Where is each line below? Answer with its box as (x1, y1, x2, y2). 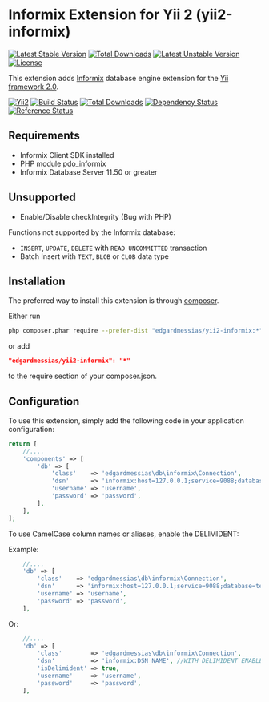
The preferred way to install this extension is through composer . (8, 296, 219, 305)
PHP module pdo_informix (19, 159, 106, 168)
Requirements (8, 129, 80, 143)
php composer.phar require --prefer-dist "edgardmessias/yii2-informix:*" (8, 327, 263, 335)
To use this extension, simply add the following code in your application (8, 415, 244, 426)
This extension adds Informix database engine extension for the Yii (8, 73, 229, 83)
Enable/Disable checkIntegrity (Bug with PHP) (19, 212, 172, 221)
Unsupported (8, 191, 76, 204)
